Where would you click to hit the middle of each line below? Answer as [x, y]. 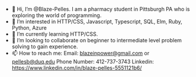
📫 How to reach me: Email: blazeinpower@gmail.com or [81, 53]
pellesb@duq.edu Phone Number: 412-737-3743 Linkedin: [83, 61]
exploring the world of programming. [57, 15]
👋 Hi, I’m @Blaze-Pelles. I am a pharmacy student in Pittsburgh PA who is [101, 9]
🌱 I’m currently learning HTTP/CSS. [55, 34]
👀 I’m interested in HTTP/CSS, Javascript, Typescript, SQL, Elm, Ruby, [97, 21]
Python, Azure [29, 28]
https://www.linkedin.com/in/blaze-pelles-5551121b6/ [77, 68]
